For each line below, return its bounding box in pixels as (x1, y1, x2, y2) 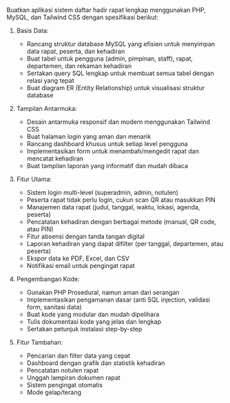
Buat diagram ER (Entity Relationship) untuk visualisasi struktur (26, 84, 205, 92)
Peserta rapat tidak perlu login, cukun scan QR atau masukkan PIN (26, 196, 216, 204)
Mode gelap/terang (26, 389, 82, 396)
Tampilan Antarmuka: (16, 105, 77, 112)
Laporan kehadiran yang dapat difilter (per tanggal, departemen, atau (26, 240, 224, 247)
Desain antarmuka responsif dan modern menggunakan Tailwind (26, 118, 211, 126)
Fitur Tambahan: (16, 338, 63, 347)
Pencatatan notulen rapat (26, 366, 99, 374)
